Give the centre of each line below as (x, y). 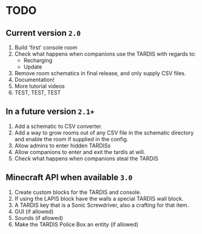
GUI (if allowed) (34, 211)
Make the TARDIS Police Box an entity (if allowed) (76, 224)
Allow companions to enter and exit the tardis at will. (80, 152)
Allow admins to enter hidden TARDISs (62, 145)
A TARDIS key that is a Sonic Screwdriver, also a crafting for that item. (102, 205)
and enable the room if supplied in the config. (71, 139)
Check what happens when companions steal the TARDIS (86, 158)
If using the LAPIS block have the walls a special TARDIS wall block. (99, 198)
